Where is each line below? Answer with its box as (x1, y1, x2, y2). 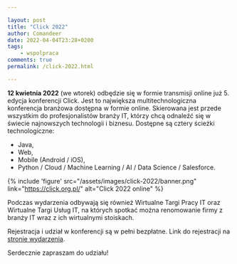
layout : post (7, 16, 46, 23)
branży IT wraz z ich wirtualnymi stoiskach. (7, 213, 135, 221)
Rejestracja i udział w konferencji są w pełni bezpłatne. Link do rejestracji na (7, 227, 231, 236)
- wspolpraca (20, 50, 59, 57)
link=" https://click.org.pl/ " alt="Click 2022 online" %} (7, 184, 164, 193)
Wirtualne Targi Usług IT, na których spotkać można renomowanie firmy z (7, 206, 223, 214)
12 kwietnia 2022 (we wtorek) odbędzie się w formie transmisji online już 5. (7, 88, 230, 97)
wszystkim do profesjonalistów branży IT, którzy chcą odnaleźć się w (7, 111, 211, 120)
